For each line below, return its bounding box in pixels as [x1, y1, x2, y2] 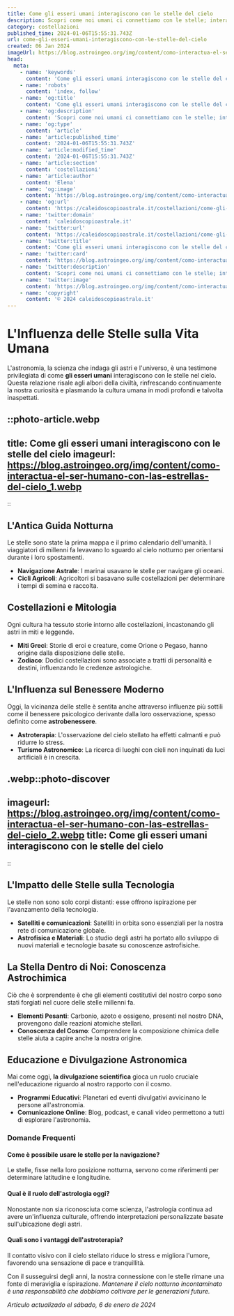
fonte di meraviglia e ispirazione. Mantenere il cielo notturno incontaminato [7, 1279, 223, 1288]
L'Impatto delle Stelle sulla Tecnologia [7, 879, 175, 891]
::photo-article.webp [7, 413, 100, 426]
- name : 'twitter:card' [19, 251, 89, 258]
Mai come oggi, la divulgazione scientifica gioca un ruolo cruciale [7, 1072, 198, 1081]
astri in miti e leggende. [7, 628, 75, 636]
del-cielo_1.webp [7, 481, 82, 493]
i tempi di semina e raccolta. [17, 582, 99, 590]
